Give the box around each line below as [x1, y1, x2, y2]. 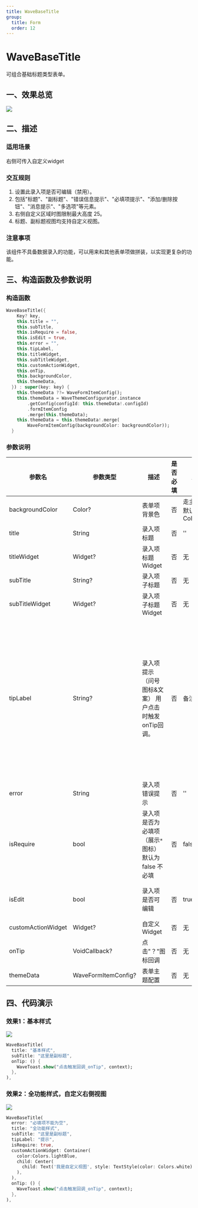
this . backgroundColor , [16, 373, 72, 379]
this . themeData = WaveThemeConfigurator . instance [16, 395, 141, 401]
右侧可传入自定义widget [6, 157, 64, 164]
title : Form [11, 19, 41, 25]
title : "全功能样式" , [11, 1125, 60, 1132]
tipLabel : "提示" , [11, 1137, 55, 1143]
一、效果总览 [6, 90, 53, 100]
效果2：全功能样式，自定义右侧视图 [6, 1090, 107, 1098]
